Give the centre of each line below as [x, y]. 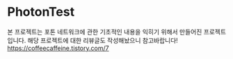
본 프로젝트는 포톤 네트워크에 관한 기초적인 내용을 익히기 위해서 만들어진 [105, 32]
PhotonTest [41, 12]
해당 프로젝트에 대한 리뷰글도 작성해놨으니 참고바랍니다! [103, 40]
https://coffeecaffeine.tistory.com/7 [58, 48]
